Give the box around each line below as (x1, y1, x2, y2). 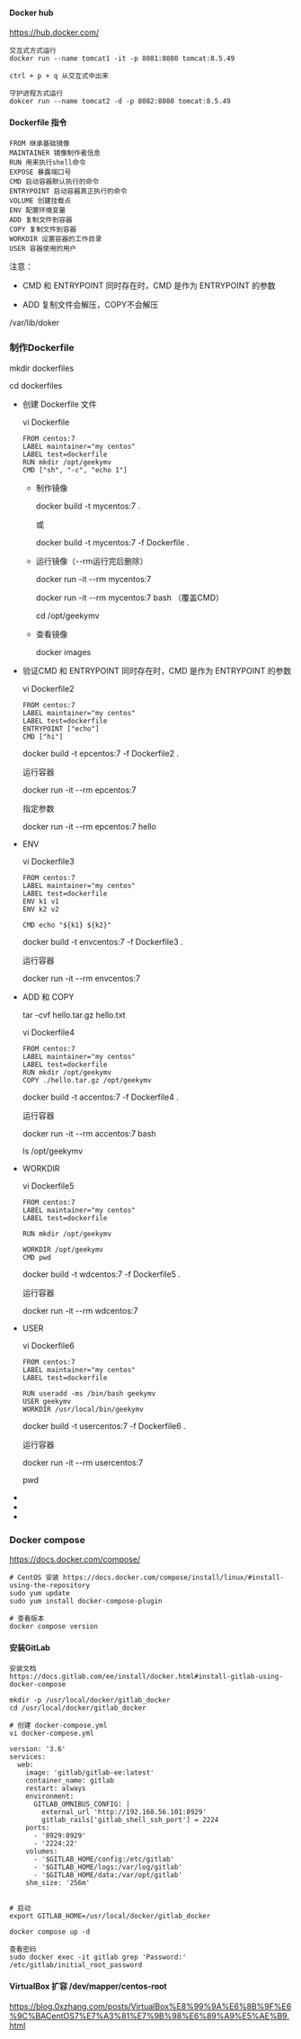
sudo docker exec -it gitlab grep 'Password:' (9, 1953, 187, 1962)
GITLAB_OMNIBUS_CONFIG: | (32, 1800, 130, 1809)
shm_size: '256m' (25, 1879, 91, 1888)
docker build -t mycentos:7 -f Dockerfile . (35, 536, 190, 548)
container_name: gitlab (25, 1776, 115, 1785)
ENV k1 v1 (22, 896, 60, 906)
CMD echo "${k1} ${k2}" (22, 921, 112, 930)
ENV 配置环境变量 (9, 206, 66, 215)
